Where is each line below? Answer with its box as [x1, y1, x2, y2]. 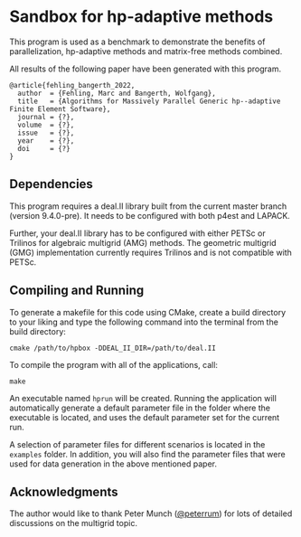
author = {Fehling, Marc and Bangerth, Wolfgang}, [17, 89, 217, 98]
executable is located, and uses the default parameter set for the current [9, 411, 280, 422]
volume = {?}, [17, 120, 75, 129]
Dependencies [9, 176, 93, 192]
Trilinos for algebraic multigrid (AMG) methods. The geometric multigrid [9, 237, 277, 248]
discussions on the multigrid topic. [9, 518, 138, 529]
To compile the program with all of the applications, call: [9, 359, 219, 370]
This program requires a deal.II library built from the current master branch [9, 201, 287, 212]
